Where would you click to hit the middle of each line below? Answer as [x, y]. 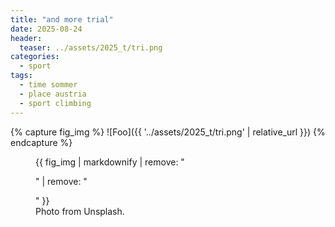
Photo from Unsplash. [80, 211]
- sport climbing [55, 103]
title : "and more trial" [62, 19]
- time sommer [48, 85]
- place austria [53, 94]
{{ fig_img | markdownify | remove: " [110, 162]
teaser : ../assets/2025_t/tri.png [91, 47]
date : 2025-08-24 [46, 29]
